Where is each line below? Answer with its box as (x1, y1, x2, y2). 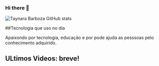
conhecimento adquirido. (5, 40, 57, 46)
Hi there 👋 (5, 4, 30, 11)
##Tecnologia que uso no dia (5, 25, 65, 31)
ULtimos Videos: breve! (5, 54, 80, 63)
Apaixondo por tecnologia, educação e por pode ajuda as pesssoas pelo (5, 34, 155, 41)
